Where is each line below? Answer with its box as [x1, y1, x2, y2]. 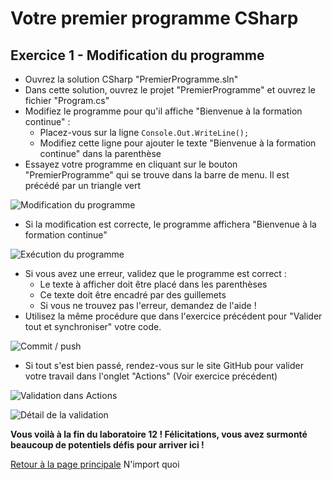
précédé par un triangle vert [24, 180, 142, 191]
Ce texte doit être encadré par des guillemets [39, 289, 227, 301]
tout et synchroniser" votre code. [24, 321, 162, 332]
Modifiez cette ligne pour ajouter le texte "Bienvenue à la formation [39, 137, 317, 149]
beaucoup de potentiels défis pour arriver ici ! [10, 439, 205, 451]
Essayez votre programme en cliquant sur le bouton [24, 158, 238, 170]
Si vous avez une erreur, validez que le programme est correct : [24, 268, 287, 279]
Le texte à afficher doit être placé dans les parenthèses [39, 278, 268, 290]
